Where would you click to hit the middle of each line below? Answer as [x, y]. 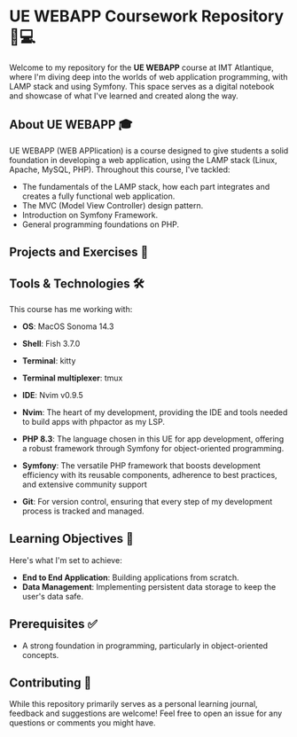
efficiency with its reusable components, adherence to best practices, [149, 474]
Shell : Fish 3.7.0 [51, 343]
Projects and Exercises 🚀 [79, 252]
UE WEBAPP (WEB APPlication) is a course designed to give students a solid [149, 150]
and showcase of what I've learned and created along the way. [124, 96]
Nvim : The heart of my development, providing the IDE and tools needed [155, 412]
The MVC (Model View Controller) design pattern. [113, 205]
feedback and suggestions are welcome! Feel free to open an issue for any [146, 713]
